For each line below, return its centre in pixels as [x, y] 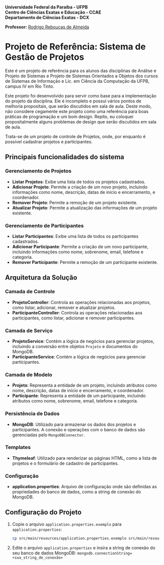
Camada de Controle [30, 292]
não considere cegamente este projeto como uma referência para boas [77, 111]
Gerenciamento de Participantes [45, 226]
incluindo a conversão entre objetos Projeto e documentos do [75, 346]
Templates [18, 447]
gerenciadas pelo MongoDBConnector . [48, 435]
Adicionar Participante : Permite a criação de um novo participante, [80, 246]
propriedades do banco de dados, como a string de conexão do [76, 492]
